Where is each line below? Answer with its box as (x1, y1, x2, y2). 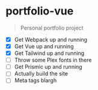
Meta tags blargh (14, 77, 57, 84)
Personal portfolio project (20, 24, 84, 31)
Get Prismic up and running (14, 63, 82, 71)
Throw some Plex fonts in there (14, 56, 92, 64)
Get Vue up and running (14, 43, 74, 50)
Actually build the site (14, 70, 69, 77)
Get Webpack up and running (14, 36, 88, 43)
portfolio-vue (5, 4, 74, 18)
